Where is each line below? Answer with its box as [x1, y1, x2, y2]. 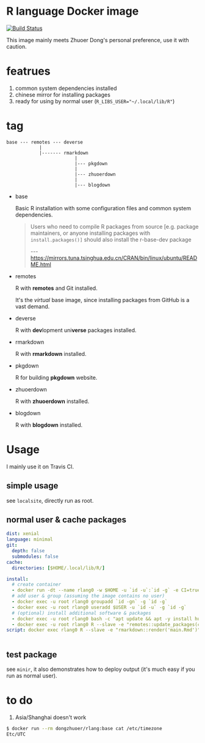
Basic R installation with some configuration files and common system [15, 204, 191, 212]
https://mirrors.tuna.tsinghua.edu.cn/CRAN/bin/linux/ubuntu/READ [30, 254, 198, 261]
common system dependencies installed [15, 84, 117, 92]
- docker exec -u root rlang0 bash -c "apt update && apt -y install [12, 616, 192, 622]
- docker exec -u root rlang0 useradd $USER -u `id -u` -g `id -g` [12, 604, 187, 610]
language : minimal [6, 536, 53, 542]
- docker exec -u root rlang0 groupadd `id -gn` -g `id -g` [12, 599, 168, 605]
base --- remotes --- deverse [6, 139, 84, 145]
